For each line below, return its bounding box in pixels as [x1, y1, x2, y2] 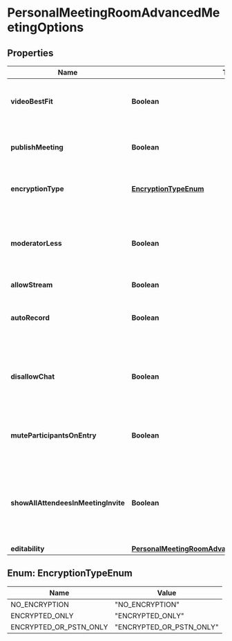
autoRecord [10, 313, 50, 323]
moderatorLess [10, 239, 62, 248]
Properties [7, 47, 54, 59]
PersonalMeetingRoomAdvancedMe [7, 5, 220, 21]
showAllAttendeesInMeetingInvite [10, 498, 126, 507]
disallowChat [10, 372, 55, 381]
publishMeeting [10, 143, 64, 152]
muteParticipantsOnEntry [10, 431, 97, 440]
